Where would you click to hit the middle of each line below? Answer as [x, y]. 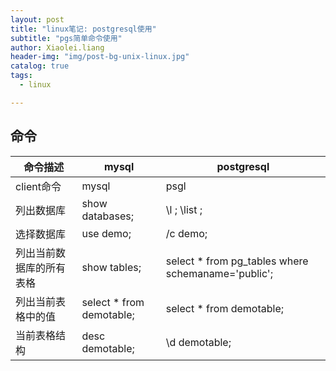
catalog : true [40, 66]
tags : [21, 76]
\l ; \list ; [184, 209]
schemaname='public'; [219, 273]
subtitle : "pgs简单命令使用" [66, 38]
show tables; [111, 267]
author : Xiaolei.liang [57, 47]
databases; [107, 216]
